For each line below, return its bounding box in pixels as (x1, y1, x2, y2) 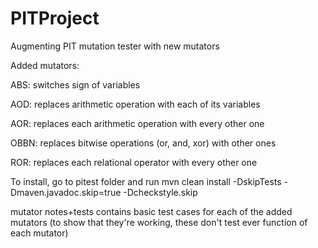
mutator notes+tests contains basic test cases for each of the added (10, 205, 293, 217)
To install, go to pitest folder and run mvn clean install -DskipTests (10, 175, 282, 187)
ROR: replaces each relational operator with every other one (10, 156, 258, 168)
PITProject (10, 7, 100, 30)
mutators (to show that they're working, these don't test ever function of (10, 216, 308, 228)
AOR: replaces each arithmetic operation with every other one (10, 117, 265, 129)
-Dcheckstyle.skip (123, 186, 198, 198)
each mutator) (10, 227, 69, 239)
